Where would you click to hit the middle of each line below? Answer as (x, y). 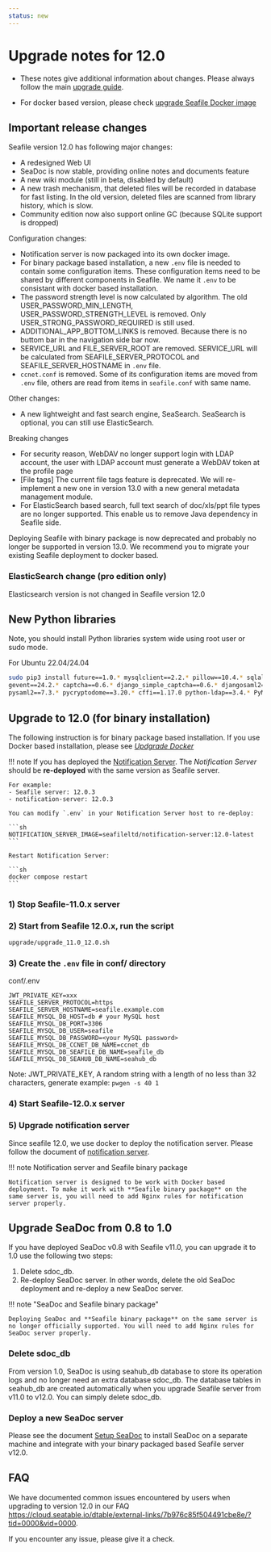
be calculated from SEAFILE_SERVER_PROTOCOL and (110, 357)
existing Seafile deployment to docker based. (83, 556)
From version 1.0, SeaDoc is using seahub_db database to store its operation (135, 1371)
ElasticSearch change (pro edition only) (88, 577)
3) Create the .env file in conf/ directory (88, 963)
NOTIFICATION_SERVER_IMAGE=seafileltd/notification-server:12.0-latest (131, 834)
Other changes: (34, 398)
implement (38, 489)
